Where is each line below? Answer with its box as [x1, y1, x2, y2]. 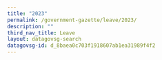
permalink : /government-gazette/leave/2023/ [7, 17, 137, 23]
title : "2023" [7, 10, 48, 17]
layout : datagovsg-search [7, 36, 81, 43]
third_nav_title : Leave [7, 29, 76, 37]
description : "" [7, 23, 54, 30]
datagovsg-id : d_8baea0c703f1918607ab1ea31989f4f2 [7, 42, 156, 49]
